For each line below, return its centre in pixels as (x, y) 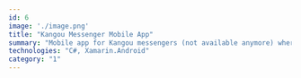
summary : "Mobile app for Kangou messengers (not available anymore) (142, 43)
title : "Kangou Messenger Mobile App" (81, 34)
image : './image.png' (49, 26)
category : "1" (35, 59)
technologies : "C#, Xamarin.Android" (79, 51)
